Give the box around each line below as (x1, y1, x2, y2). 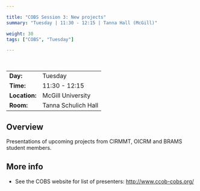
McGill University (42, 91, 91, 100)
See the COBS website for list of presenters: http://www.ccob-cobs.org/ (14, 178, 195, 185)
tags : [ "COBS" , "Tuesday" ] (6, 36, 74, 42)
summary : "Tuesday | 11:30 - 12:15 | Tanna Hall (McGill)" (6, 19, 158, 26)
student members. (6, 144, 52, 152)
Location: (9, 91, 37, 100)
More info (6, 161, 43, 172)
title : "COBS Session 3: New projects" (6, 14, 107, 20)
